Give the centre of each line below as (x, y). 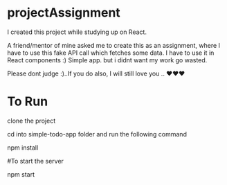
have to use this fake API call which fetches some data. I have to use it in (111, 53)
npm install (23, 148)
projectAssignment (64, 13)
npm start (21, 174)
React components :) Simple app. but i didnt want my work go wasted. (107, 60)
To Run (28, 102)
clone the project (31, 121)
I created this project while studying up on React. (77, 32)
